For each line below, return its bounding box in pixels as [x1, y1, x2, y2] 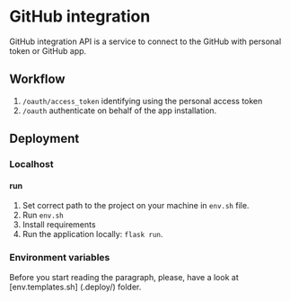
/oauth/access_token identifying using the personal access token [22, 95, 263, 106]
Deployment [9, 131, 80, 146]
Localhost [9, 158, 54, 171]
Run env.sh [22, 209, 65, 221]
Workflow [9, 72, 66, 87]
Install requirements [22, 219, 96, 230]
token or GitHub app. [9, 45, 87, 56]
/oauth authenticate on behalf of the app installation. [22, 105, 217, 116]
